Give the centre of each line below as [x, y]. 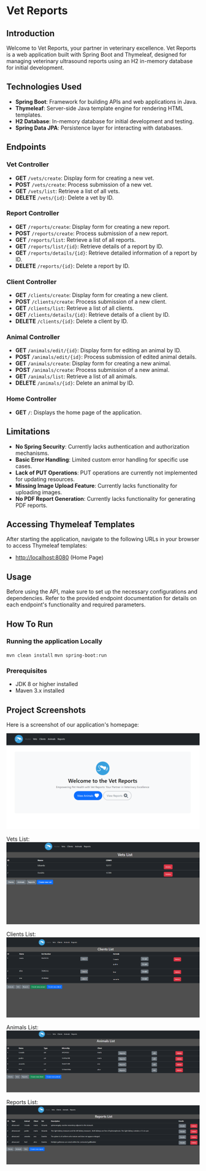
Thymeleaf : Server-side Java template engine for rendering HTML [99, 108]
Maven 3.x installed [40, 690]
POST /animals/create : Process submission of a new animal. [92, 370]
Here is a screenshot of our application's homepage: [73, 724]
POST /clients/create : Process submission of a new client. [91, 302]
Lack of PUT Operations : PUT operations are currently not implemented [106, 473]
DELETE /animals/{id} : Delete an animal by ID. [74, 383]
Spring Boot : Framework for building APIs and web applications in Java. [106, 101]
